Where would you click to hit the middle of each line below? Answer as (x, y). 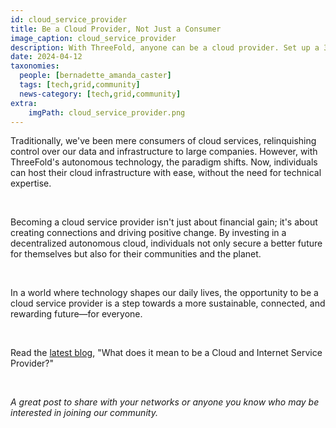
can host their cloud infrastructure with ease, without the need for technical (166, 173)
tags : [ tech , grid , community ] (80, 85)
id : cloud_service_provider (69, 19)
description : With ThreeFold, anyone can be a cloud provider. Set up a (165, 47)
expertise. (31, 183)
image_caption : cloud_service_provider (93, 38)
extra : (24, 103)
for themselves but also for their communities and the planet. (136, 254)
